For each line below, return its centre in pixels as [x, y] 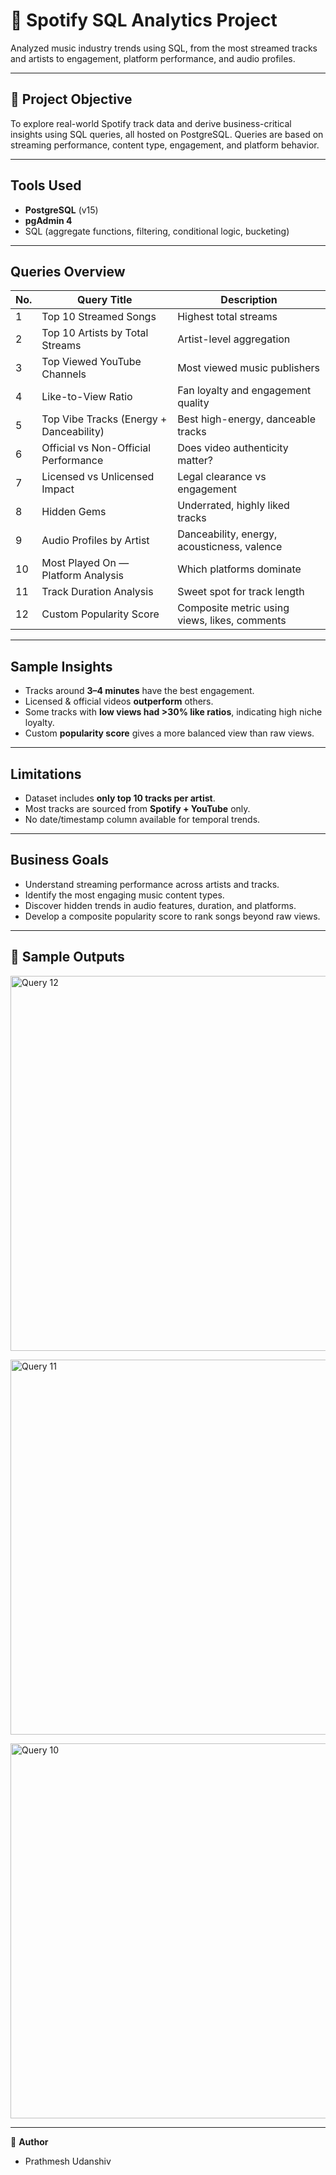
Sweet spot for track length [241, 592]
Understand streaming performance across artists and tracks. [152, 884]
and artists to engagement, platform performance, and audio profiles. [153, 58]
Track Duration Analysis [97, 592]
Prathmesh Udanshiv [68, 2161]
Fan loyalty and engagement [244, 391]
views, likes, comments [232, 621]
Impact [58, 489]
